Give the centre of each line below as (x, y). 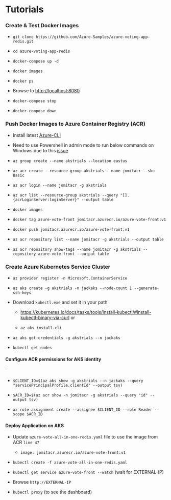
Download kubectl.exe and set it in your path (60, 302)
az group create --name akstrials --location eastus (70, 161)
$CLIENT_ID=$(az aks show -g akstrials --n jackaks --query (78, 381)
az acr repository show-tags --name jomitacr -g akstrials (77, 249)
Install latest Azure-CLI (37, 135)
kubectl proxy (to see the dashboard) (52, 492)
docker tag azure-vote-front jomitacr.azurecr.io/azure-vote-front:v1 (89, 219)
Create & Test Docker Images (42, 26)
